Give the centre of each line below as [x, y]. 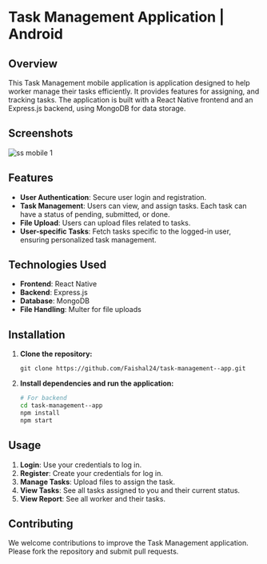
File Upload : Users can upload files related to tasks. [105, 222]
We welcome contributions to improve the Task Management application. [129, 543]
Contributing [41, 524]
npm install [40, 413]
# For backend [43, 398]
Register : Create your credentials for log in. [92, 473]
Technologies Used [57, 265]
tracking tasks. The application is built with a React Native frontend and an [131, 100]
